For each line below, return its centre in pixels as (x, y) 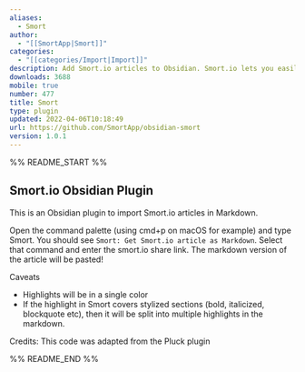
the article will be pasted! (57, 259)
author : (24, 35)
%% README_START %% (58, 162)
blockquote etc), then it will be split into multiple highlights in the (143, 314)
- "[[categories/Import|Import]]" (83, 60)
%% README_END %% (54, 358)
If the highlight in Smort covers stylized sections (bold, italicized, (143, 304)
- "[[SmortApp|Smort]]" (62, 43)
